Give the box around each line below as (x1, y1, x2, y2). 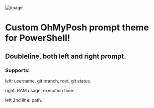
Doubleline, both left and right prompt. (5, 52, 127, 60)
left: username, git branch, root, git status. (5, 78, 91, 84)
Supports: (5, 67, 30, 73)
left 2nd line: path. (5, 97, 42, 103)
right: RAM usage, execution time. (5, 87, 75, 93)
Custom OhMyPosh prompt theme (5, 22, 149, 33)
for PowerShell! (5, 33, 71, 44)
